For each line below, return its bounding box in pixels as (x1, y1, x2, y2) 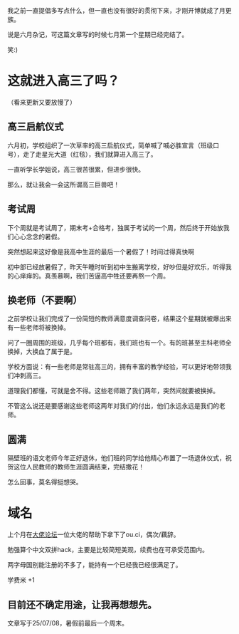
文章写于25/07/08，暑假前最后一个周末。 (7, 618, 128, 627)
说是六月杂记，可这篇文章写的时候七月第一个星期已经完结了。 (7, 31, 188, 38)
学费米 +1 (7, 576, 35, 584)
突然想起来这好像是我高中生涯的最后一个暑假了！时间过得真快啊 (7, 247, 194, 256)
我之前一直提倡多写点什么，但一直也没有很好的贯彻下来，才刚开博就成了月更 (7, 6, 232, 14)
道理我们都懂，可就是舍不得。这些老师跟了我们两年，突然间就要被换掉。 (7, 387, 219, 395)
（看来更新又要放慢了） (7, 98, 76, 106)
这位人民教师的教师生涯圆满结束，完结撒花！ (13, 462, 144, 472)
